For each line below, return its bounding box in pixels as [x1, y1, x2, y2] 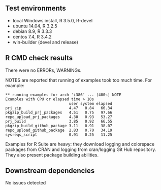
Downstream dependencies [5, 167, 95, 175]
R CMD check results [5, 54, 73, 62]
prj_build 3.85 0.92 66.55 [5, 119, 113, 124]
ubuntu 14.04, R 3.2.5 [12, 23, 57, 29]
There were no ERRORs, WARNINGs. [5, 67, 82, 73]
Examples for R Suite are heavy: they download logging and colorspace [5, 141, 155, 147]
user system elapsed [69, 101, 113, 106]
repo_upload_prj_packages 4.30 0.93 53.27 [5, 114, 113, 120]
